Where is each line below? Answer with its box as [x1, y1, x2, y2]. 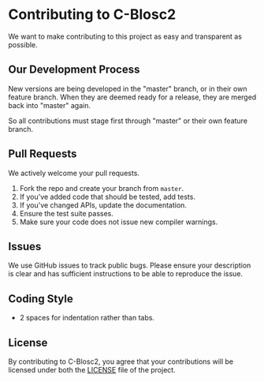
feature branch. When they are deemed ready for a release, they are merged [8, 92, 257, 102]
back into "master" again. [8, 100, 91, 110]
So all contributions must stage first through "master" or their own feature [8, 116, 248, 125]
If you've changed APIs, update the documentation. [19, 200, 188, 210]
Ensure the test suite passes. [19, 208, 114, 218]
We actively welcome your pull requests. [8, 168, 140, 178]
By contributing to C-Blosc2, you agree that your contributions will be [8, 357, 234, 366]
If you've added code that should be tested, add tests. [19, 192, 195, 201]
